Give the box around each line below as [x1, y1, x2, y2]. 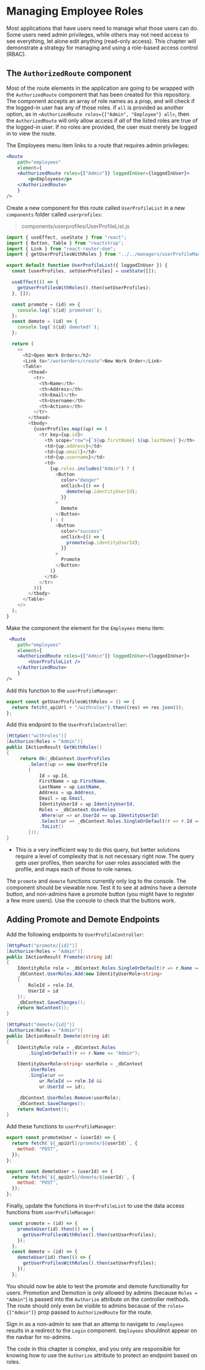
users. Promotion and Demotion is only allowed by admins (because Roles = [6, 1289, 198, 1296]
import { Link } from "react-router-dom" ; [6, 245, 116, 252]
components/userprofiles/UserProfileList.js [21, 222, 130, 230]
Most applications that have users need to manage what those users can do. [6, 24, 199, 32]
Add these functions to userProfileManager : [6, 1123, 116, 1130]
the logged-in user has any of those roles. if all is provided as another [6, 104, 184, 111]
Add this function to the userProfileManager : [6, 687, 118, 694]
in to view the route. [6, 129, 57, 137]
